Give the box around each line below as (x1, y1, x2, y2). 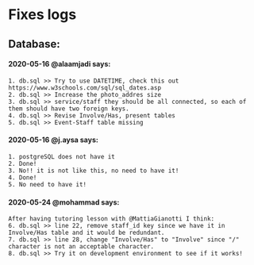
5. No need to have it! (8, 180, 87, 188)
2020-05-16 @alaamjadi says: (8, 60, 111, 69)
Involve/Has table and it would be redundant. (8, 229, 165, 237)
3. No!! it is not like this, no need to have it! (8, 167, 179, 175)
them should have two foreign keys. (8, 105, 129, 113)
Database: (8, 37, 61, 51)
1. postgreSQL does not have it (8, 152, 115, 160)
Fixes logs (8, 6, 77, 24)
